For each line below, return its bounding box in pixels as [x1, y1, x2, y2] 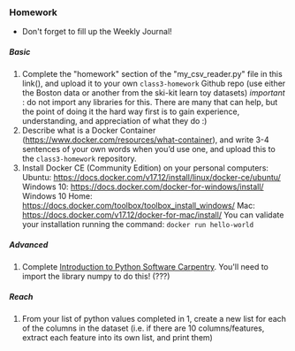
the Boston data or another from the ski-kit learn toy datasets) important [21, 88, 285, 98]
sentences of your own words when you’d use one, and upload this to [21, 144, 276, 155]
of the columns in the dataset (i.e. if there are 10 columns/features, [21, 323, 265, 333]
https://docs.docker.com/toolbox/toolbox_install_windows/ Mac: [21, 201, 256, 211]
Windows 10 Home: [21, 191, 93, 202]
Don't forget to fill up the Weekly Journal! [21, 27, 172, 37]
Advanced [9, 239, 49, 249]
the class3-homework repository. [21, 153, 137, 164]
